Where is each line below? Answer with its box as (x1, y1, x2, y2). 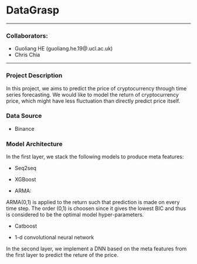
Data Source (6, 112, 42, 120)
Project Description (6, 72, 63, 80)
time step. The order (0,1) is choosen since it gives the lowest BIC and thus (6, 205, 186, 212)
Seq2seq (14, 165, 37, 172)
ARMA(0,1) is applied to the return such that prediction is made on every (6, 199, 180, 206)
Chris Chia (14, 51, 40, 59)
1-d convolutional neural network (14, 234, 94, 241)
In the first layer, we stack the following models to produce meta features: (6, 153, 184, 160)
